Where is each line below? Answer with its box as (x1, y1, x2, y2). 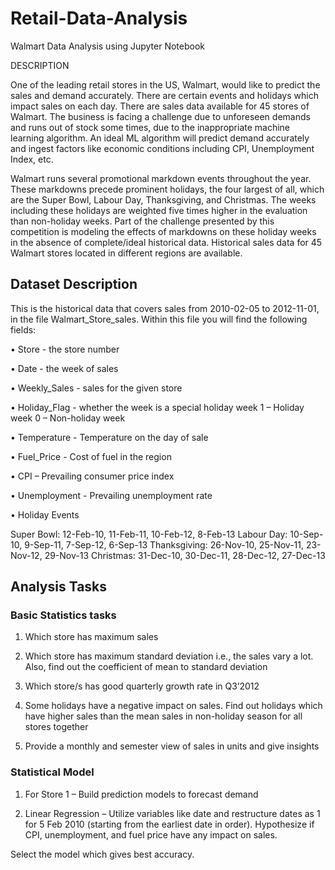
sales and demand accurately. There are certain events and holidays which (10, 89, 319, 101)
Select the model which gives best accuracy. (10, 848, 195, 860)
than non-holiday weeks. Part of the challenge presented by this (10, 215, 275, 227)
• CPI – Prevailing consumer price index (10, 470, 175, 482)
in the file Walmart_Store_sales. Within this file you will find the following (10, 313, 308, 325)
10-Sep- (289, 528, 324, 540)
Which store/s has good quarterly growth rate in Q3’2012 (24, 680, 260, 692)
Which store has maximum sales (24, 631, 159, 643)
